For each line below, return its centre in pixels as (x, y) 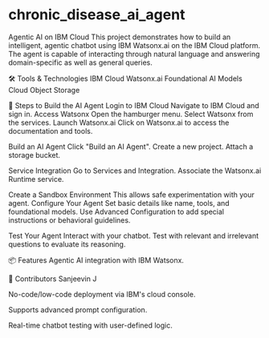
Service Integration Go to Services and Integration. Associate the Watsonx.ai (135, 171)
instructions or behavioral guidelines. (69, 220)
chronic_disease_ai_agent (97, 15)
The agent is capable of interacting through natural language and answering (134, 54)
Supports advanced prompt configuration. (78, 309)
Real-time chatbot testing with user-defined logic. (90, 325)
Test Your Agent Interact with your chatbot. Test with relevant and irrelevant (134, 235)
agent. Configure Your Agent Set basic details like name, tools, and (119, 203)
